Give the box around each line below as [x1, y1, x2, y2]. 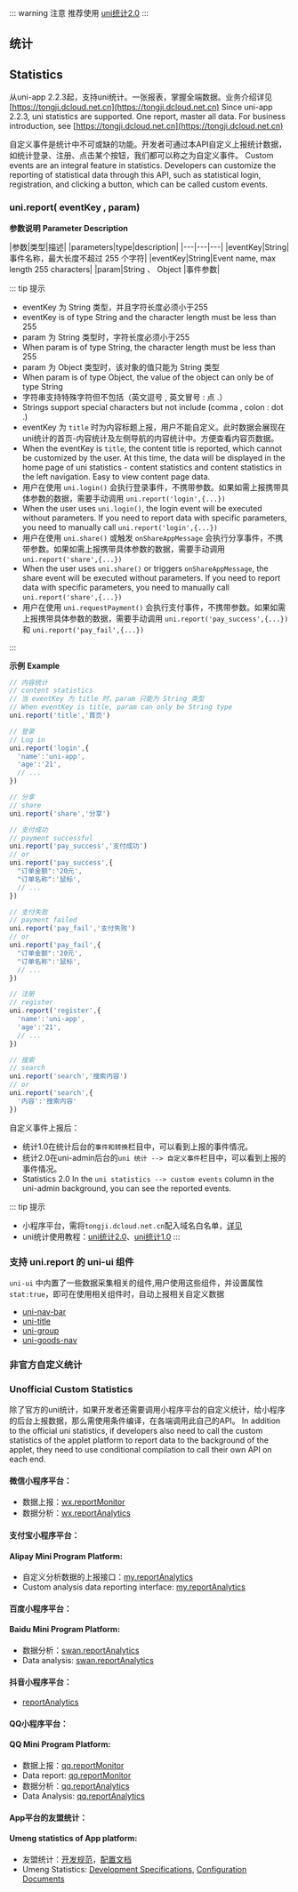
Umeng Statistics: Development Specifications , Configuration [21, 1864, 247, 1874]
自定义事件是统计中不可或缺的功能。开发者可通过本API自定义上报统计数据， [9, 139, 287, 149]
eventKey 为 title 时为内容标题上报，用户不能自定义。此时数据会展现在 [21, 422, 286, 432]
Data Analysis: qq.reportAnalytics [21, 1791, 145, 1801]
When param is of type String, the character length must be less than [21, 342, 276, 352]
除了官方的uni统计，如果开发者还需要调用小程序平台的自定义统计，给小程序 [9, 1405, 286, 1415]
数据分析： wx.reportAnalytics [21, 1508, 131, 1518]
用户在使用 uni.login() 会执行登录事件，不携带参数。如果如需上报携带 [21, 481, 282, 492]
